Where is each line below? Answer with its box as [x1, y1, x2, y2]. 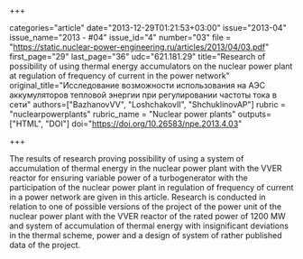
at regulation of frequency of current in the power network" [9, 70, 230, 81]
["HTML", [9, 118, 43, 129]
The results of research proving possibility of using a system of [9, 153, 244, 163]
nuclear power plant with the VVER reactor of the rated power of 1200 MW [9, 211, 286, 221]
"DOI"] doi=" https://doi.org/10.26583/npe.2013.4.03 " [44, 118, 243, 129]
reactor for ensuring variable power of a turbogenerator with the [9, 172, 248, 183]
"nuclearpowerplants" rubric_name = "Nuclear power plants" [9, 109, 236, 119]
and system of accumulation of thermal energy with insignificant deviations [9, 220, 289, 231]
